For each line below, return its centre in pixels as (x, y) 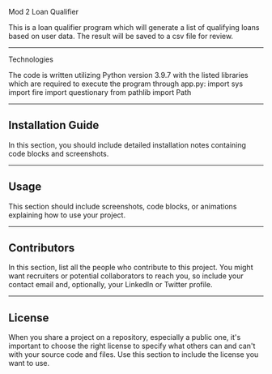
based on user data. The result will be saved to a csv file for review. (121, 36)
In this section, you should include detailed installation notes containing (127, 144)
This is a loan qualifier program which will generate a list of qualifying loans (134, 27)
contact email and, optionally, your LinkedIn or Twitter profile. (110, 285)
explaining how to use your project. (67, 215)
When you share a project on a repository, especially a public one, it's (125, 337)
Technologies (31, 59)
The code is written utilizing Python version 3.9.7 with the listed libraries (128, 75)
